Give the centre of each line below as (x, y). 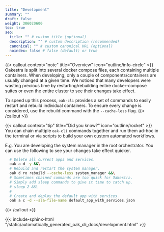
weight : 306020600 (24, 23)
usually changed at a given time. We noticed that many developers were (78, 80)
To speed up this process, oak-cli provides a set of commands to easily (78, 100)
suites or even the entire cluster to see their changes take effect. (70, 91)
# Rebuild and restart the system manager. (55, 169)
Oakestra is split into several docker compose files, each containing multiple (82, 70)
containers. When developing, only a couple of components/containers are (81, 75)
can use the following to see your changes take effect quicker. (68, 151)
